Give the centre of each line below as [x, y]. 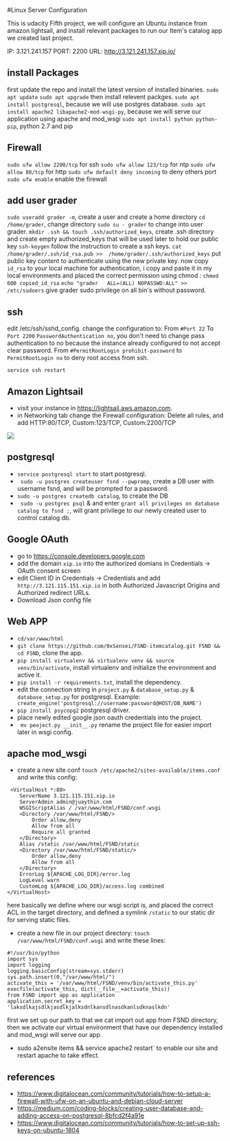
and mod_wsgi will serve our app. [55, 1035]
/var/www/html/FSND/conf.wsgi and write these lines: [91, 941]
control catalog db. [44, 517]
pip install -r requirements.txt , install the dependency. [99, 682]
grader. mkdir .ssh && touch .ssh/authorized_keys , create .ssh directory [111, 232]
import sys [23, 959]
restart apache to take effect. [58, 1056]
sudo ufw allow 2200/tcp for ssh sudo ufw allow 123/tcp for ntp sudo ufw [111, 164]
